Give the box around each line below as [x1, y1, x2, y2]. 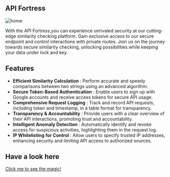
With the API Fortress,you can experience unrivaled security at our [5, 28, 145, 34]
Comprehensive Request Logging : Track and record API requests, [12, 99, 155, 105]
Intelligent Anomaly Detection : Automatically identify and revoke [12, 121, 152, 127]
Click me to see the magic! [5, 166, 61, 172]
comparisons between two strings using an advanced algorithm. [12, 83, 148, 89]
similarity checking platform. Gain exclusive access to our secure [17, 33, 154, 39]
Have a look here [5, 152, 60, 161]
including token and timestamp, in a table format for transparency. [12, 105, 152, 111]
